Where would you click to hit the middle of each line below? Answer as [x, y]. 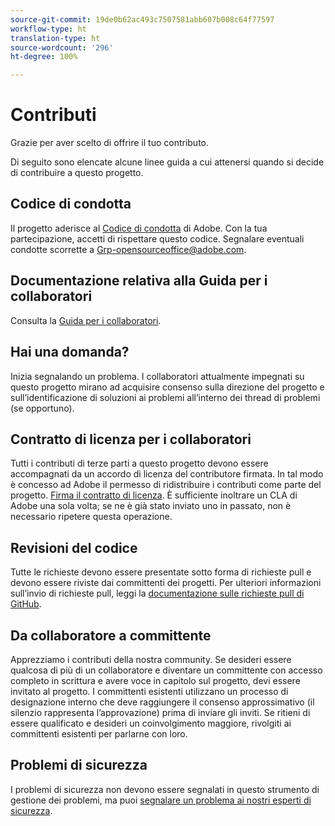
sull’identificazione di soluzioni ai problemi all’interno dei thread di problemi [165, 397]
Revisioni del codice [74, 547]
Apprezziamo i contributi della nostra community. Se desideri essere [151, 659]
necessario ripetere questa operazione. [91, 517]
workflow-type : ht [48, 29]
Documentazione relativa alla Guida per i [139, 281]
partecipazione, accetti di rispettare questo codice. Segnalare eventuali [157, 238]
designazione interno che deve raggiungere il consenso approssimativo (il [162, 702]
